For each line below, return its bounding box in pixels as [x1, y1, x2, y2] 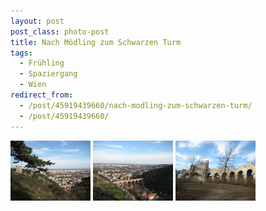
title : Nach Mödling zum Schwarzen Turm [10, 37, 182, 47]
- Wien [19, 80, 47, 90]
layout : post [10, 16, 65, 26]
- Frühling [19, 58, 65, 69]
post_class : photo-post [10, 26, 110, 37]
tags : [10, 48, 33, 58]
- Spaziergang [19, 69, 78, 79]
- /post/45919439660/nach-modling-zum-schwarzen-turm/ [19, 100, 253, 110]
